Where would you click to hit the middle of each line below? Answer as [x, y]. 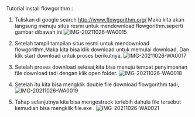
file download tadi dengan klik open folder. [66, 73]
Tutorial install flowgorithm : [40, 8]
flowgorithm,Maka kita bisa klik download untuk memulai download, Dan [102, 49]
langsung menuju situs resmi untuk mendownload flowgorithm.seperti [99, 26]
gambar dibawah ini [38, 32]
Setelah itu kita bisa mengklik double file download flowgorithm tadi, [97, 84]
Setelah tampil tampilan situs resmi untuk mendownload [82, 43]
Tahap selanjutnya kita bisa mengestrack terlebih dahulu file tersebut [98, 102]
